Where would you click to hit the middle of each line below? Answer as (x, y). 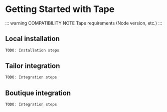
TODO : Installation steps (32, 50)
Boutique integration (38, 93)
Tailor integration (33, 66)
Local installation (33, 39)
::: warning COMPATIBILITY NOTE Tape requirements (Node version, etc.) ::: (84, 23)
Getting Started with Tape (60, 9)
